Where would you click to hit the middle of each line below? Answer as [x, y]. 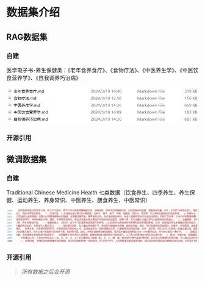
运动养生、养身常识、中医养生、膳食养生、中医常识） [84, 200]
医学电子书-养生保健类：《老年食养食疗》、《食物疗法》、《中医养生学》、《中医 [100, 70]
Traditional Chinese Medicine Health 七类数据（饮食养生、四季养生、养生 [98, 193]
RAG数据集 [27, 37]
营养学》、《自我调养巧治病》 [46, 77]
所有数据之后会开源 [45, 272]
